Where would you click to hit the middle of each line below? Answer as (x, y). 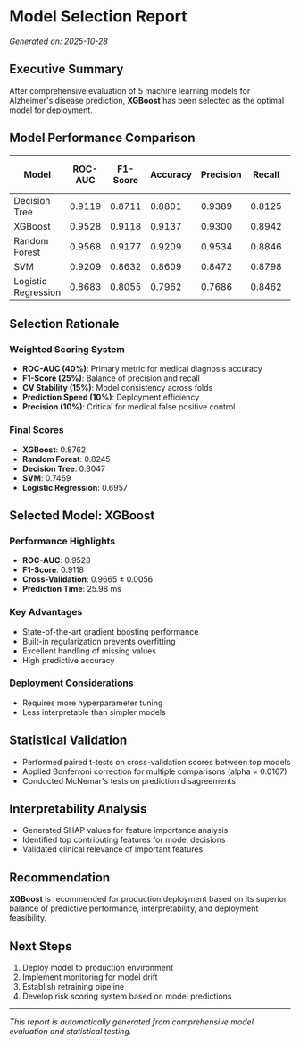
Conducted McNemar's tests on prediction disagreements (129, 780)
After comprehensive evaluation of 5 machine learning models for (130, 90)
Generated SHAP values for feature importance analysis (125, 830)
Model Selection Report (98, 17)
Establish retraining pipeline (73, 987)
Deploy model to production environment (98, 968)
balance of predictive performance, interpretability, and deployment (134, 908)
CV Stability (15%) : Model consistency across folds (117, 388)
